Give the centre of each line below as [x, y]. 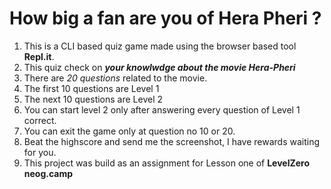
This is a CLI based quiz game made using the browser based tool [160, 46]
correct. [40, 120]
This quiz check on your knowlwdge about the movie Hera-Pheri [159, 67]
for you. [40, 152]
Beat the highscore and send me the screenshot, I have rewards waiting [172, 141]
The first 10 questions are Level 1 [91, 88]
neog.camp [48, 173]
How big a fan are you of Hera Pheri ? [165, 18]
